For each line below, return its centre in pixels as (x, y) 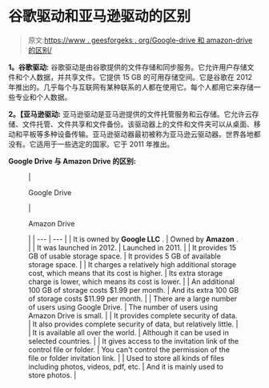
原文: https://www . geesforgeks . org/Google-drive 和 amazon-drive (140, 40)
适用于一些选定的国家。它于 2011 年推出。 (105, 144)
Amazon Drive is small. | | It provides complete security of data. (133, 315)
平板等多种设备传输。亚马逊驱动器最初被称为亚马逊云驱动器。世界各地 (138, 134)
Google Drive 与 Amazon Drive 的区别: (72, 161)
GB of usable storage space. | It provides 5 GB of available (125, 256)
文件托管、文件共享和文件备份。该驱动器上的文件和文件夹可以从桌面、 (138, 124)
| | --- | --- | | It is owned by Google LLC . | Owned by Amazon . (133, 239)
